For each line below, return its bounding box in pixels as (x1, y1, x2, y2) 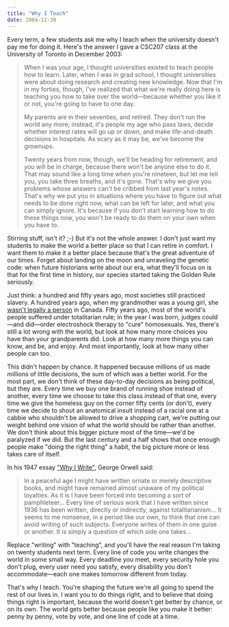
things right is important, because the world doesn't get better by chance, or (7, 598, 223, 606)
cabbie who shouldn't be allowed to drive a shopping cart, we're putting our (7, 413, 221, 421)
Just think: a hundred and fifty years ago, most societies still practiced (7, 291, 205, 299)
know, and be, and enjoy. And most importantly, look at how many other (7, 342, 209, 350)
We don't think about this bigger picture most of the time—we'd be (7, 428, 195, 436)
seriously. (7, 278, 35, 286)
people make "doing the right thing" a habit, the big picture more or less (7, 443, 210, 451)
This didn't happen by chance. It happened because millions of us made (7, 362, 211, 371)
